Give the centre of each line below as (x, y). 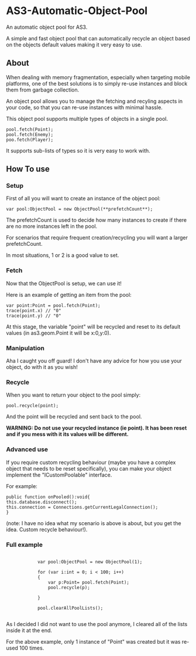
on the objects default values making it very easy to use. (74, 45)
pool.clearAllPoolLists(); (70, 608)
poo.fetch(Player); (30, 140)
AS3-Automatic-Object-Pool (77, 11)
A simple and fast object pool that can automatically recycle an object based (98, 38)
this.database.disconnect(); (42, 502)
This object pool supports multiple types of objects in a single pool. (87, 119)
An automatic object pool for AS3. (47, 27)
